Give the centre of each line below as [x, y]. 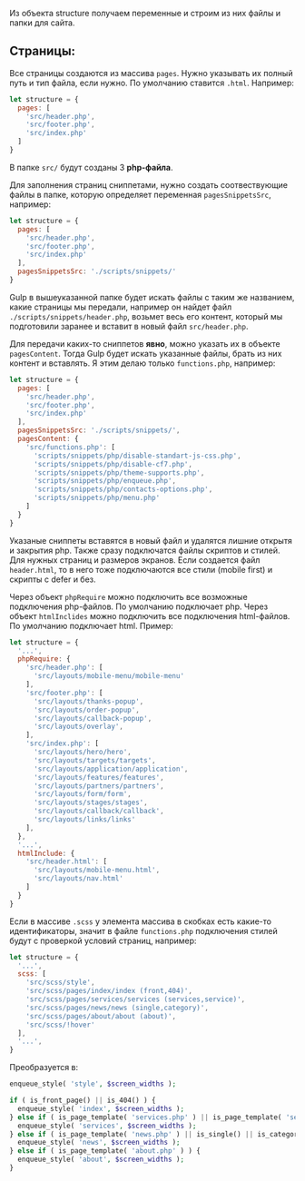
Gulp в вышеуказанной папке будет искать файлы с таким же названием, [152, 297]
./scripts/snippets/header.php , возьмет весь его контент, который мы [146, 316]
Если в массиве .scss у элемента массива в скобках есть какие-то [141, 921]
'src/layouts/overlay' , [79, 727]
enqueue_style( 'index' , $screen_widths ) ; [101, 1108]
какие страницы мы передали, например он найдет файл [121, 307]
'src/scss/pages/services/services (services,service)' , [136, 999]
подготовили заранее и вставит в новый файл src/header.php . [129, 326]
